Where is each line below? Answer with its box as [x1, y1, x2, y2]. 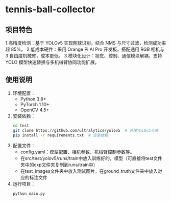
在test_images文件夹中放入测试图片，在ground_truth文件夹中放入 [20, 168, 158, 174]
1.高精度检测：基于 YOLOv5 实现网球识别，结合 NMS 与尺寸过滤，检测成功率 [5, 40, 166, 46]
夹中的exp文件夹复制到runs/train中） [20, 162, 98, 168]
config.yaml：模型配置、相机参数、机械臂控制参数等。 [20, 149, 135, 155]
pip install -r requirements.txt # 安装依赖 [12, 132, 108, 138]
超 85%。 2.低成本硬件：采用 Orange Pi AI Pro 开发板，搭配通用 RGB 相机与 [5, 46, 165, 52]
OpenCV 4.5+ [20, 107, 50, 113]
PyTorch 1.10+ [20, 101, 50, 107]
